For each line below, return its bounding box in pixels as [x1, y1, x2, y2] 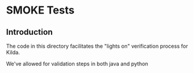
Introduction [6, 27, 53, 37]
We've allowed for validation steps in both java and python [6, 60, 148, 67]
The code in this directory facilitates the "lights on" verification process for [6, 42, 188, 49]
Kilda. [6, 49, 20, 56]
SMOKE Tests [6, 4, 75, 17]
